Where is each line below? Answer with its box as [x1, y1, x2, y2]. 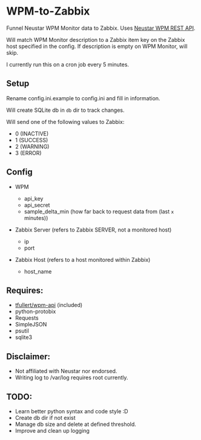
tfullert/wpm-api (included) [15, 301, 83, 309]
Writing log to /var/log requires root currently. [15, 374, 128, 381]
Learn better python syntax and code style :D [15, 408, 128, 414]
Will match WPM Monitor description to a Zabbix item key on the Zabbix [6, 36, 185, 43]
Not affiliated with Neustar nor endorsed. [15, 368, 117, 375]
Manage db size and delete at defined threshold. [15, 421, 136, 428]
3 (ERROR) [15, 149, 42, 156]
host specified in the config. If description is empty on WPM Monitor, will [6, 43, 188, 50]
